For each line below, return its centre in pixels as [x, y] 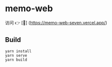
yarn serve [16, 55]
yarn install [18, 51]
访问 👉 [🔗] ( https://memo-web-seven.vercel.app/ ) [56, 22]
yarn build [16, 60]
